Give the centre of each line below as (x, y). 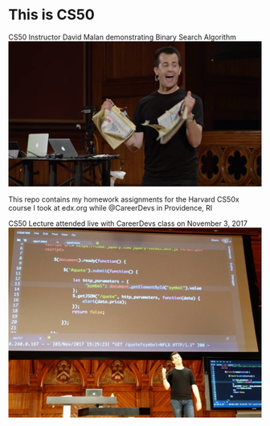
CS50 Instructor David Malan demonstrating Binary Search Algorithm (123, 37)
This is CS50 (51, 15)
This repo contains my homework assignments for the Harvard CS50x (124, 199)
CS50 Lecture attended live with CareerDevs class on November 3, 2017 (128, 223)
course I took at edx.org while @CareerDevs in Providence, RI (110, 207)
